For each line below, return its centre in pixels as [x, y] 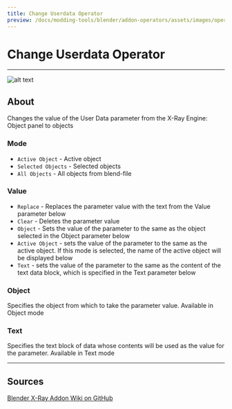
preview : [20, 20]
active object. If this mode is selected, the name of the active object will [119, 251]
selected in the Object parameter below [73, 235]
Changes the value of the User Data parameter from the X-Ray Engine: [107, 118]
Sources [26, 381]
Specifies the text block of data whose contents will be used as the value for [116, 346]
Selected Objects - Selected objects [69, 166]
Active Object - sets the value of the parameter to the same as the [112, 243]
